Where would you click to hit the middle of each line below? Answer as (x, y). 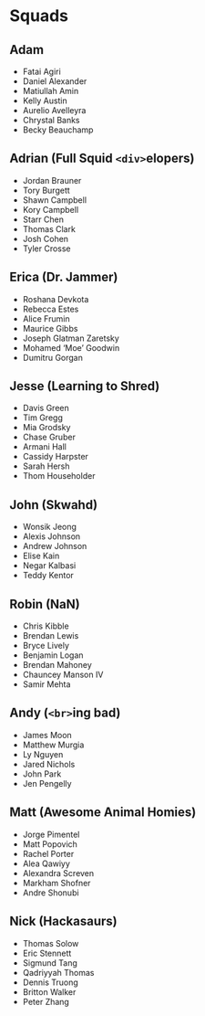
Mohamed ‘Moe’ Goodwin (71, 347)
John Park (42, 774)
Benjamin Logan (53, 655)
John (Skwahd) (54, 505)
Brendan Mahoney (57, 665)
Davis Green (46, 408)
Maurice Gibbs (50, 328)
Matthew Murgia (53, 745)
